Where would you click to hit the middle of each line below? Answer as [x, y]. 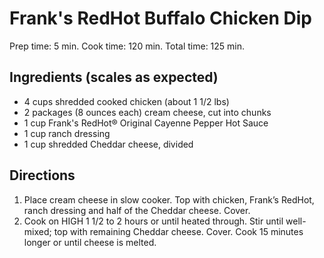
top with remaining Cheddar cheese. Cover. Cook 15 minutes [178, 231]
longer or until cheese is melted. [90, 242]
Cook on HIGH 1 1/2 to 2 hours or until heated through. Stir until [153, 221]
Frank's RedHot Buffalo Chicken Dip [160, 18]
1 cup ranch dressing [67, 133]
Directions [42, 175]
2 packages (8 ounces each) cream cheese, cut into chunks [147, 112]
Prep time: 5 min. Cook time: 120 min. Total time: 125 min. [127, 46]
